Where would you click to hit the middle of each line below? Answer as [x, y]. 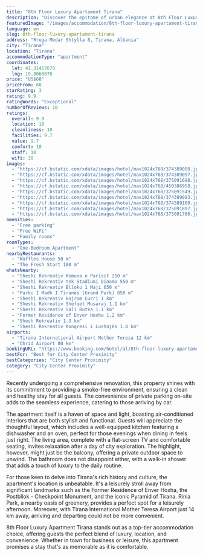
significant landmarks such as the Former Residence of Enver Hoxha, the [97, 490]
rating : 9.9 [21, 96]
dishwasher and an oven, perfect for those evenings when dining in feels [97, 433]
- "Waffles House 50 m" [41, 259]
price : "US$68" [25, 79]
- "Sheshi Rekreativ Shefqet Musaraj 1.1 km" [70, 304]
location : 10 [28, 124]
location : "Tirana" [31, 51]
